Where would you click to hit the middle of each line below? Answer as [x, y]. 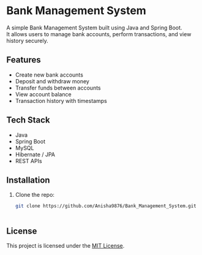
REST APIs [28, 161]
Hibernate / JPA [35, 154]
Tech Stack [28, 120]
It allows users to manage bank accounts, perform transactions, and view [99, 34]
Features [24, 60]
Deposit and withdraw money [52, 81]
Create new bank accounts [49, 75]
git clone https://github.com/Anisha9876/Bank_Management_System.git [106, 206]
